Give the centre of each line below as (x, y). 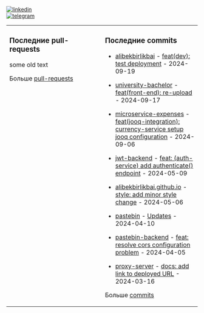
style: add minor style (146, 194)
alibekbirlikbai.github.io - (151, 187)
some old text (29, 65)
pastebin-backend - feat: (152, 237)
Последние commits (141, 41)
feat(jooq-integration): (148, 121)
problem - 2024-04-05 (151, 252)
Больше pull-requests (41, 78)
